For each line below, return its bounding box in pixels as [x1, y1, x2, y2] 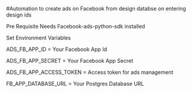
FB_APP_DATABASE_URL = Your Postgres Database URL [6, 80, 144, 87]
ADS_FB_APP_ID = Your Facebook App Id [6, 46, 108, 53]
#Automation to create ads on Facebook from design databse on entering [6, 5, 186, 12]
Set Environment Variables [6, 34, 71, 41]
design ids [6, 11, 32, 18]
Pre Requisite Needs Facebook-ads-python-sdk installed [6, 23, 146, 30]
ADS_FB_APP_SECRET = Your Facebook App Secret [6, 57, 134, 64]
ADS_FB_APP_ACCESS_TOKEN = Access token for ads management [6, 69, 174, 76]
